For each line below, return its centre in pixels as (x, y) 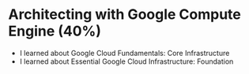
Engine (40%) (55, 31)
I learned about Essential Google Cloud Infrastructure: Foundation (126, 61)
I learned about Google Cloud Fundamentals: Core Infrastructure (124, 53)
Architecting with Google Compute (124, 15)
